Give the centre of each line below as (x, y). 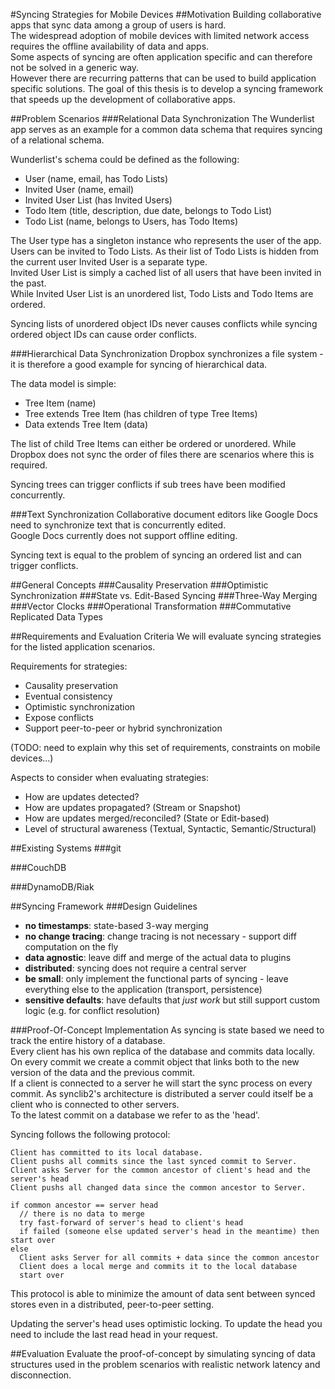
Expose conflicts (59, 717)
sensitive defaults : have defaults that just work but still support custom (172, 1000)
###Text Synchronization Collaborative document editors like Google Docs (164, 514)
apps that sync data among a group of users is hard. (118, 25)
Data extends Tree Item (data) (86, 424)
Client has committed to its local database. (106, 1153)
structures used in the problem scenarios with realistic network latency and (165, 1364)
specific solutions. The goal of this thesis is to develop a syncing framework (167, 88)
